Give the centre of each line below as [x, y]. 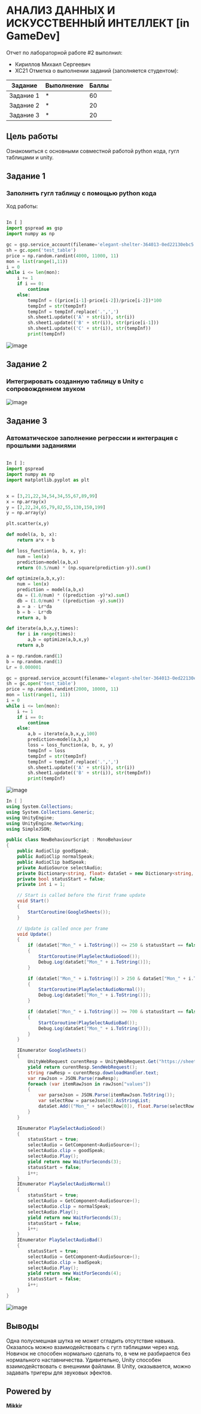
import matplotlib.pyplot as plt [48, 480]
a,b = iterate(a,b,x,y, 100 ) [63, 734]
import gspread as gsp [34, 228]
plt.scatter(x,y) [28, 524]
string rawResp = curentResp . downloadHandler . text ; [94, 1073]
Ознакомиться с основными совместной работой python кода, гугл [93, 151]
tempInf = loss [47, 751]
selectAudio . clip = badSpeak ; [65, 1262]
